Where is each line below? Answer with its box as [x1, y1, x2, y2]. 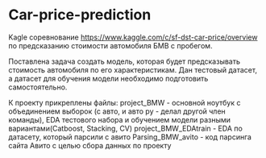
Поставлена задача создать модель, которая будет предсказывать [8, 56, 240, 66]
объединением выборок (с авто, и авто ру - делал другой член [8, 106, 226, 116]
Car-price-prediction [8, 6, 152, 24]
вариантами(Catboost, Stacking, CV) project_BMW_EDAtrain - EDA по [8, 123, 243, 133]
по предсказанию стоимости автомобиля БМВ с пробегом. [8, 40, 213, 50]
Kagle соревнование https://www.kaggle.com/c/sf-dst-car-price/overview [8, 32, 258, 42]
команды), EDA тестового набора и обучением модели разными [8, 114, 231, 124]
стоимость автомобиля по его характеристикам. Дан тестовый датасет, [8, 64, 258, 74]
